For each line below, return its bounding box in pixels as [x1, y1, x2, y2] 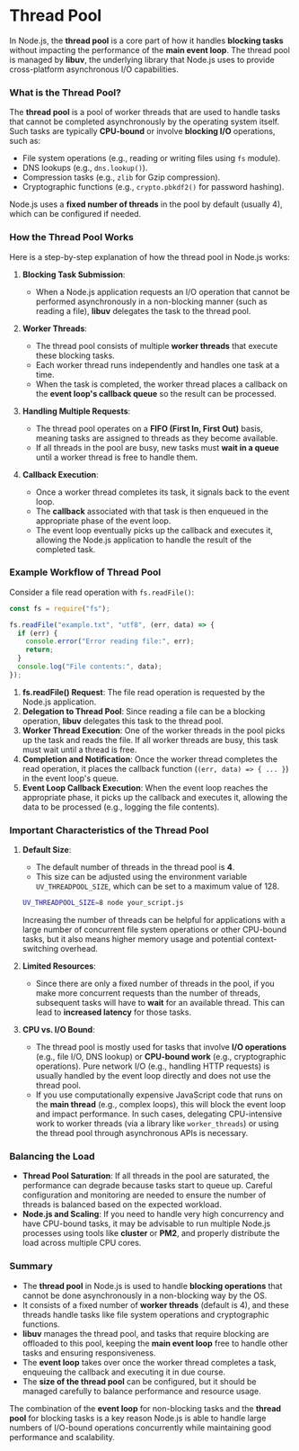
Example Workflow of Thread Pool [9, 566, 162, 578]
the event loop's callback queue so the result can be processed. [35, 388, 277, 399]
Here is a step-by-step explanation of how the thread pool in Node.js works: [9, 251, 290, 262]
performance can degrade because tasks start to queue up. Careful [22, 1180, 273, 1191]
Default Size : [22, 845, 72, 855]
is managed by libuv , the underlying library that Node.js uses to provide [9, 54, 276, 65]
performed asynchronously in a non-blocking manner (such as [35, 296, 268, 307]
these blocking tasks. [35, 350, 115, 361]
